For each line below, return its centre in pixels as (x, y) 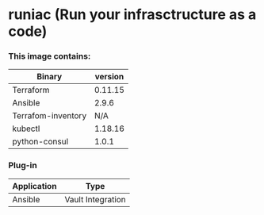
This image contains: (50, 56)
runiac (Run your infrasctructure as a (132, 15)
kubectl (26, 129)
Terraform (31, 90)
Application (34, 186)
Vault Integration (96, 199)
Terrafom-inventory (50, 116)
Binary (50, 77)
